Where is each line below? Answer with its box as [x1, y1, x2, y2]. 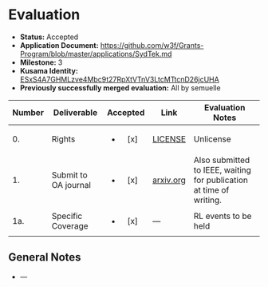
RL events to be [193, 210, 252, 221]
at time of [193, 184, 230, 195]
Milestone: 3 [19, 58, 63, 67]
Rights [51, 134, 76, 145]
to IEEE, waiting [193, 164, 251, 175]
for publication [193, 174, 249, 185]
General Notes [8, 250, 81, 265]
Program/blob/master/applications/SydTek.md [19, 49, 172, 58]
